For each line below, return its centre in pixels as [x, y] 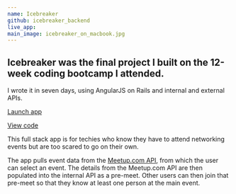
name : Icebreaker [33, 14]
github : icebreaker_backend [49, 21]
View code [23, 125]
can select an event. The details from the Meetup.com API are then [105, 168]
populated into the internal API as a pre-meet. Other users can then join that [118, 176]
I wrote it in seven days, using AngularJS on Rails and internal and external [116, 91]
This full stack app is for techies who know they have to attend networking [116, 139]
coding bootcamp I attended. [99, 73]
